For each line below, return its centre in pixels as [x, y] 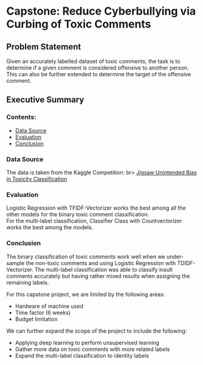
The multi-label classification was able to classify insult [104, 269]
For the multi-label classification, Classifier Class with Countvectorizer [94, 221]
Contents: [21, 117]
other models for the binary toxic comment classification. [78, 214]
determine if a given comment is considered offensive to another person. [98, 68]
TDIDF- [186, 263]
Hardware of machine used [49, 306]
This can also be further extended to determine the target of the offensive [99, 74]
